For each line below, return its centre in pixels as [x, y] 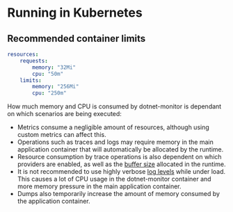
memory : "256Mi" [56, 87]
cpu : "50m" [48, 74]
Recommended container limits [77, 39]
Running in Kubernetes [75, 13]
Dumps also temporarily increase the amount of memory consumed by [119, 194]
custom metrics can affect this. [62, 135]
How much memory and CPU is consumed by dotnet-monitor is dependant [114, 106]
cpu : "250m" [50, 93]
